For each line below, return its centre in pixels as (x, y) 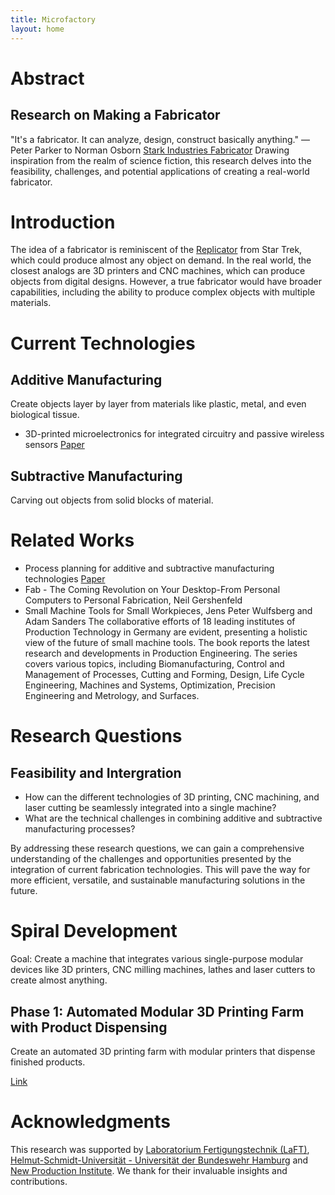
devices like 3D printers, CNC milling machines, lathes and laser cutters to (163, 970)
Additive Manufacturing (86, 380)
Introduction (63, 222)
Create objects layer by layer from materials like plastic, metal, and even (158, 404)
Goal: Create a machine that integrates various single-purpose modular (157, 959)
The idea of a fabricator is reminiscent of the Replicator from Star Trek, (156, 250)
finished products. (48, 1062)
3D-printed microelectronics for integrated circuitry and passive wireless (174, 434)
